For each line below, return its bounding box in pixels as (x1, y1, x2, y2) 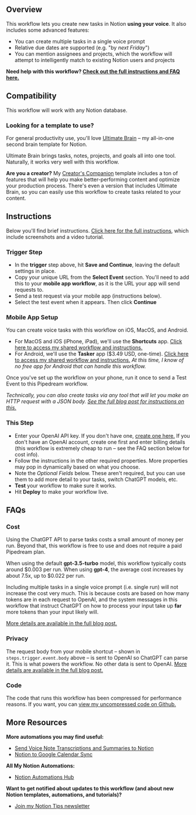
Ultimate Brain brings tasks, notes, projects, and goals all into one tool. (6, 152, 176, 159)
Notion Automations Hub (14, 773, 74, 780)
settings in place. (14, 268, 56, 275)
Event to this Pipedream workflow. (6, 380, 89, 387)
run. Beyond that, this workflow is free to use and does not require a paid (6, 542, 183, 550)
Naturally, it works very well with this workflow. (6, 158, 119, 165)
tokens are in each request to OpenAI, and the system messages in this (6, 596, 178, 603)
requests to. (14, 287, 44, 294)
